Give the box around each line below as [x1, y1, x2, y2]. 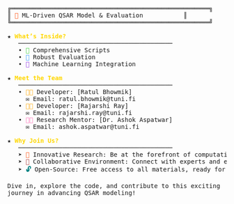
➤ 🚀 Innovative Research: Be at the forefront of [18, 151, 192, 158]
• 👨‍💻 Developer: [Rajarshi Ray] [18, 102, 129, 109]
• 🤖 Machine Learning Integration [18, 61, 136, 68]
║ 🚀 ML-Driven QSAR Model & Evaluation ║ [7, 12, 188, 19]
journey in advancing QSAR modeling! [7, 189, 136, 196]
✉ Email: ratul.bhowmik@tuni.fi [25, 95, 136, 102]
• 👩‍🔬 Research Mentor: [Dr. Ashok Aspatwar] [18, 116, 173, 123]
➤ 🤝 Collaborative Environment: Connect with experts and [18, 158, 221, 165]
